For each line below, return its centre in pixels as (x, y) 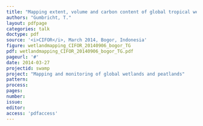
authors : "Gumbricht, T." (39, 18)
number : (16, 96)
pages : (14, 91)
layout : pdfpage (27, 23)
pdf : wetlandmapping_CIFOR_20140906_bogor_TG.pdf (70, 51)
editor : (16, 108)
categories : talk (28, 29)
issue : (14, 102)
